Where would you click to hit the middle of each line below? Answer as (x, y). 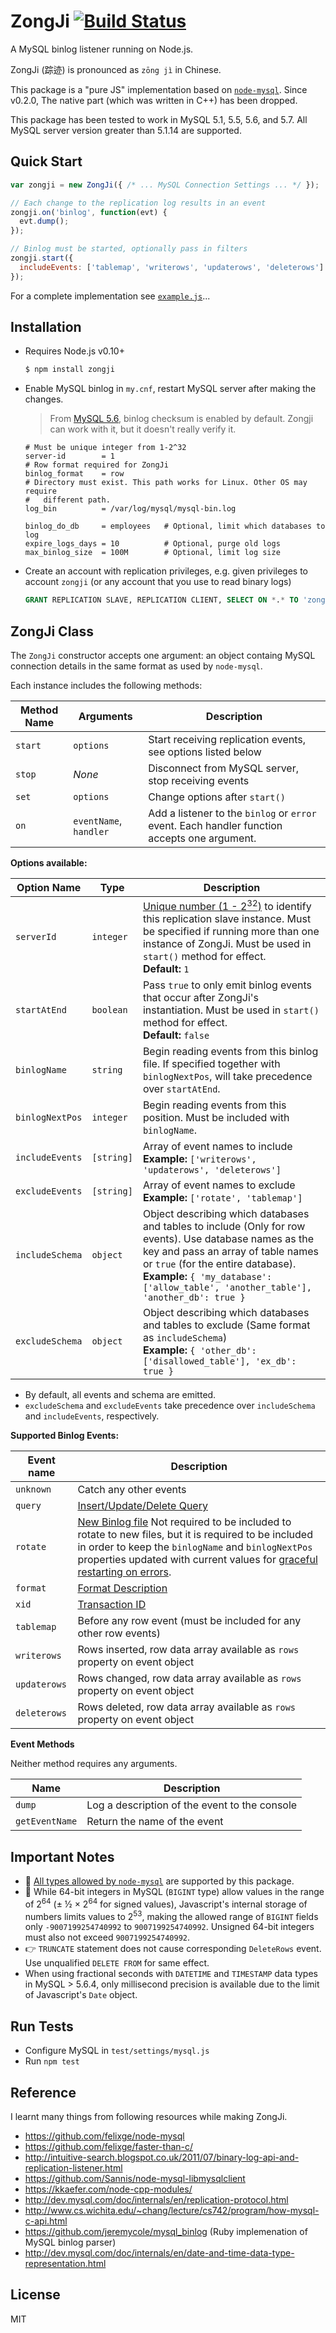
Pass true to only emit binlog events (227, 985)
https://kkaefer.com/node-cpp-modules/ (108, 2189)
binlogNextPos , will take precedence (227, 1077)
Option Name (49, 887)
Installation (46, 327)
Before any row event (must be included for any (189, 1621)
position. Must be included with (216, 1118)
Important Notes (62, 1856)
